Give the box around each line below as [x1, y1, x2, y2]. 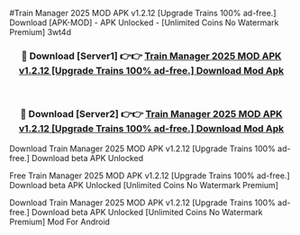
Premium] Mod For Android [9, 216, 111, 227]
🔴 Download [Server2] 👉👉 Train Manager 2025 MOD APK [20, 108, 283, 121]
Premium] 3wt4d [9, 27, 72, 37]
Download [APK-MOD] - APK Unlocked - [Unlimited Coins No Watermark [9, 17, 279, 28]
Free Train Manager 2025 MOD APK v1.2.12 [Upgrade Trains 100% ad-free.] [9, 170, 290, 181]
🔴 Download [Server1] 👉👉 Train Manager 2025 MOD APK [21, 50, 282, 62]
